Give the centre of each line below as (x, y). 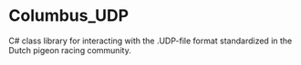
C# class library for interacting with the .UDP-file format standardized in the (150, 41)
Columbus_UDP (69, 16)
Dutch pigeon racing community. (70, 50)
